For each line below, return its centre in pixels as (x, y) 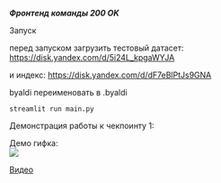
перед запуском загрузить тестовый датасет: (97, 48)
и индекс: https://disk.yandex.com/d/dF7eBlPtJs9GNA (110, 75)
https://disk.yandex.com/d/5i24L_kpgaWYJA (92, 57)
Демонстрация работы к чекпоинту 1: (82, 126)
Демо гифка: (34, 143)
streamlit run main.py (52, 109)
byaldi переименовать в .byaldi (68, 92)
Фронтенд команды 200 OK (64, 13)
